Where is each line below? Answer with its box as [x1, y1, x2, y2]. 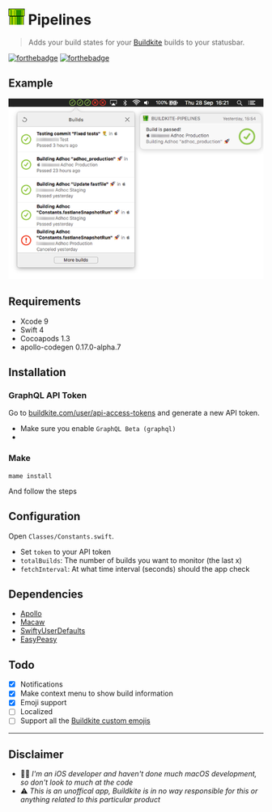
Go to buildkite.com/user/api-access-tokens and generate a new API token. [8, 408, 261, 418]
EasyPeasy [19, 635, 57, 645]
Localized [19, 707, 53, 717]
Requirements [8, 295, 81, 309]
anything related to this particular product [19, 795, 160, 805]
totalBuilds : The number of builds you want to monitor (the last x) [19, 555, 243, 565]
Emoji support [19, 698, 67, 708]
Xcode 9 [19, 316, 49, 326]
